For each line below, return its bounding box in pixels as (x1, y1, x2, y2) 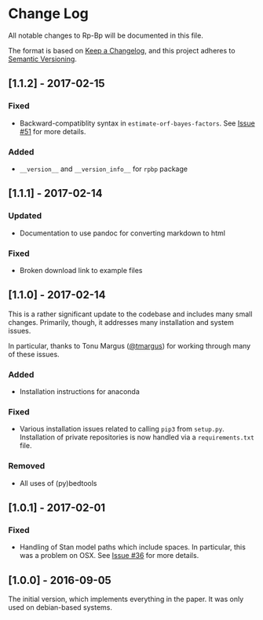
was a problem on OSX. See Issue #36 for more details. (19, 551, 199, 560)
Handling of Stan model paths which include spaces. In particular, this (19, 542, 246, 552)
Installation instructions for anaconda (19, 387, 140, 396)
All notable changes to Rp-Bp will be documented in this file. (8, 31, 204, 40)
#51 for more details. (19, 126, 86, 136)
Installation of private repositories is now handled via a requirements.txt (19, 432, 255, 442)
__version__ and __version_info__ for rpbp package (19, 164, 188, 173)
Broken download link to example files (19, 265, 143, 275)
